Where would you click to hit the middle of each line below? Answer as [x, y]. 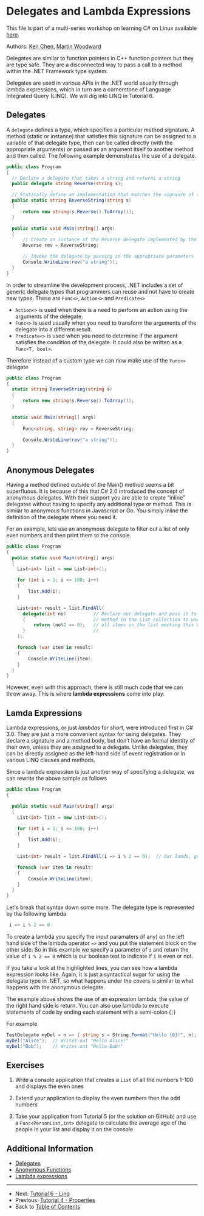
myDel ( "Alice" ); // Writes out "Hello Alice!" [68, 1041]
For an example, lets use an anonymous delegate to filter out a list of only [98, 529]
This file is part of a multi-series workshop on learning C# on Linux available [102, 28]
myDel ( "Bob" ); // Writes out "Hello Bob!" [65, 1046]
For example [22, 1024]
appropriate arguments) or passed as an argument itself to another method [100, 149]
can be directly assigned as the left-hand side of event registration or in [96, 754]
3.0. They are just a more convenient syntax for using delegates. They [94, 734]
